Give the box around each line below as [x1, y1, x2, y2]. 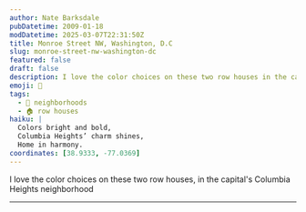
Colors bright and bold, [17, 124, 112, 133]
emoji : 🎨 [9, 81, 43, 90]
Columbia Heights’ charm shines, [17, 132, 145, 141]
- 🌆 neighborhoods [17, 97, 88, 107]
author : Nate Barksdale [9, 13, 100, 23]
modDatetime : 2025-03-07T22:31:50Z [9, 30, 145, 39]
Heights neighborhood [9, 183, 94, 194]
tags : [9, 89, 30, 98]
